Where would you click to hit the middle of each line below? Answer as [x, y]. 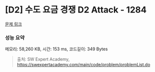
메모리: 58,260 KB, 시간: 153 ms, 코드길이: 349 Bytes [56, 49]
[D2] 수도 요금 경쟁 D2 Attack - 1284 [76, 10]
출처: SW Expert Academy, [43, 59]
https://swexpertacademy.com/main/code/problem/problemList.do [84, 65]
